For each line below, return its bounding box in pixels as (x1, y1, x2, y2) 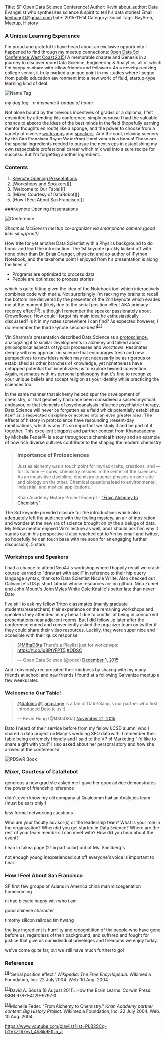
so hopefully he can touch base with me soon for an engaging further (5, 536, 147, 542)
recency (5, 308, 22, 314)
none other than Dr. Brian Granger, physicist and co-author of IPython (5, 251, 148, 257)
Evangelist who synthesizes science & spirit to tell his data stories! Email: (5, 9, 154, 15)
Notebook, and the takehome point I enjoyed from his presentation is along (5, 256, 158, 262)
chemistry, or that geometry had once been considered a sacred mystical (5, 396, 155, 402)
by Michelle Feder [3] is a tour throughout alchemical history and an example (5, 433, 160, 440)
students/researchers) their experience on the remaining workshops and (5, 606, 154, 612)
